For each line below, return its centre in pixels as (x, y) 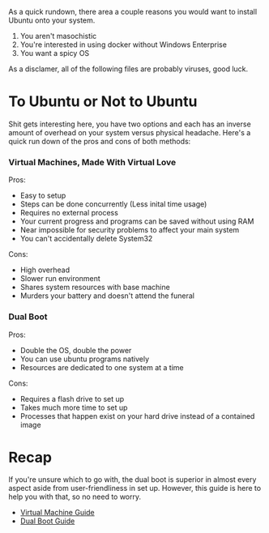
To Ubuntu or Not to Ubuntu (103, 102)
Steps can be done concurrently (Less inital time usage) (113, 204)
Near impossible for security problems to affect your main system (130, 230)
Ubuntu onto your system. (52, 20)
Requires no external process (69, 213)
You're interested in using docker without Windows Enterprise (123, 45)
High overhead (45, 270)
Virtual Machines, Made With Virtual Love (92, 162)
